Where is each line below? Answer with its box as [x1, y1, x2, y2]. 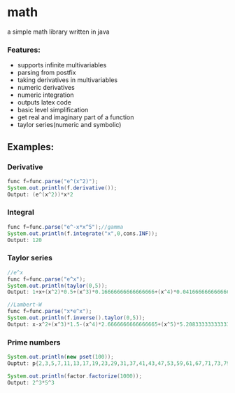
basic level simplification [17, 106, 89, 114]
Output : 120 [7, 237, 42, 244]
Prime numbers [7, 338, 61, 347]
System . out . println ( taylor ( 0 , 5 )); [7, 282, 108, 289]
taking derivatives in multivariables [17, 76, 117, 84]
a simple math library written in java [7, 27, 110, 36]
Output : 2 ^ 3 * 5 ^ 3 [7, 379, 55, 386]
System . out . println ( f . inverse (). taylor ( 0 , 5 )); [7, 314, 145, 321]
